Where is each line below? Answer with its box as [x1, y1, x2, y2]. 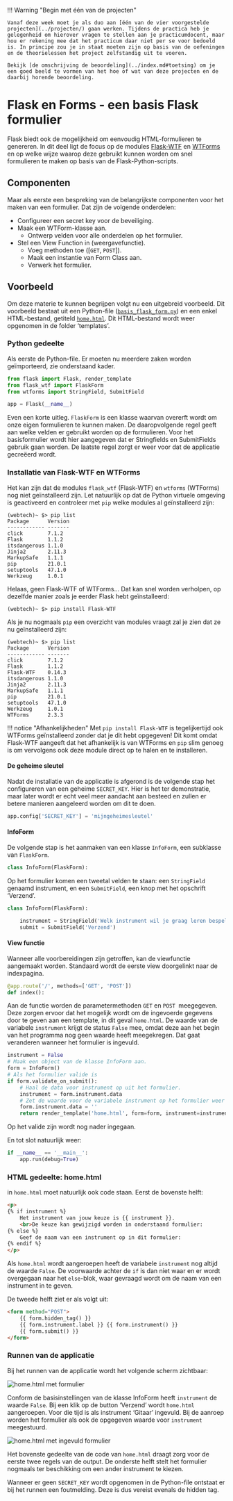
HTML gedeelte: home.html [7, 1172, 102, 1182]
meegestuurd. [7, 1422, 47, 1431]
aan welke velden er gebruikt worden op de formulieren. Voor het [7, 428, 193, 436]
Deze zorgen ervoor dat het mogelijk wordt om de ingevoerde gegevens [7, 1009, 213, 1017]
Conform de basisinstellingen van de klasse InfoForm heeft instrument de [7, 1393, 217, 1402]
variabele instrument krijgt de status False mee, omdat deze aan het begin [7, 1024, 220, 1032]
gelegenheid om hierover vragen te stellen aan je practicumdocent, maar [7, 31, 225, 38]
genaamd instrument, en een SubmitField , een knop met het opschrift [7, 884, 206, 892]
